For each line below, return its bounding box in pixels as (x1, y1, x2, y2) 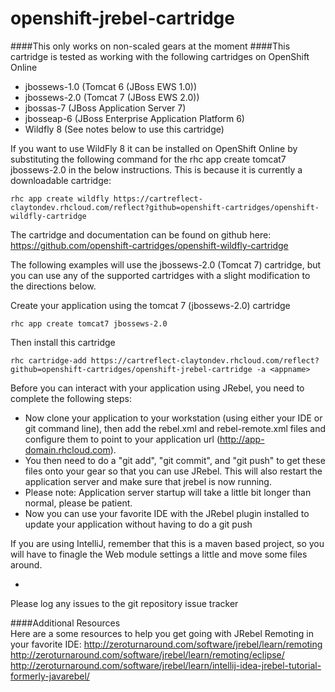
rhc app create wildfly (10, 193, 110, 204)
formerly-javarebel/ (10, 670, 90, 682)
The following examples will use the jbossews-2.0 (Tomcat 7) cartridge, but (10, 258, 322, 271)
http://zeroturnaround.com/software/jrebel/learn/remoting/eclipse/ (10, 648, 285, 661)
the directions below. (10, 280, 97, 292)
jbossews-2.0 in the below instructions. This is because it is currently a (10, 163, 303, 176)
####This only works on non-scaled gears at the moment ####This (10, 40, 291, 52)
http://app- (219, 433, 265, 445)
